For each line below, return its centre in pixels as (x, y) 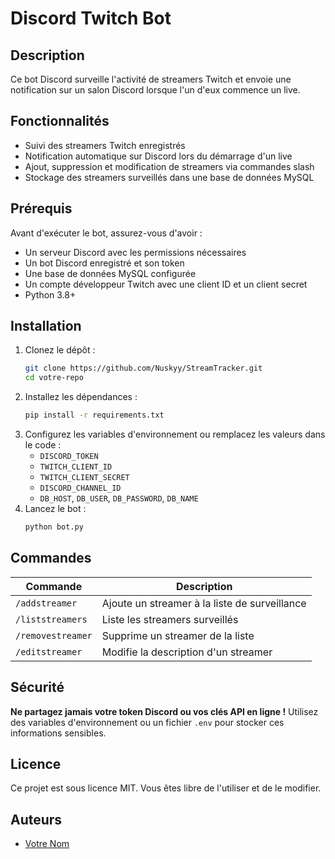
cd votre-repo (54, 378)
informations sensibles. (58, 733)
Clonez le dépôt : (60, 350)
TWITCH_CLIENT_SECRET (84, 478)
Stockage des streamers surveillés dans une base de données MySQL (169, 177)
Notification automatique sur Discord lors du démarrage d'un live (158, 156)
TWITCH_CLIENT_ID (76, 467)
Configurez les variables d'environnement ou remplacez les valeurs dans (175, 434)
